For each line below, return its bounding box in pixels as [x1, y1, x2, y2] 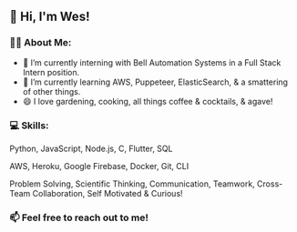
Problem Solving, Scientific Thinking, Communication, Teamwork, [9, 178, 255, 189]
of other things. [22, 86, 81, 96]
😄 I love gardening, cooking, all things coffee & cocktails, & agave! [22, 96, 273, 106]
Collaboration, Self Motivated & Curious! [32, 187, 184, 198]
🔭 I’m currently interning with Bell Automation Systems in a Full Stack [22, 56, 282, 68]
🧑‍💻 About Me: [9, 36, 72, 49]
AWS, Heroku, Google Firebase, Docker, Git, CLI [9, 160, 189, 171]
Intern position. [22, 66, 80, 77]
